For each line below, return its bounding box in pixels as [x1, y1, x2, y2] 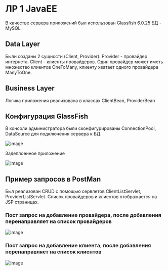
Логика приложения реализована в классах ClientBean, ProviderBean [5, 97, 155, 104]
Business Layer [5, 84, 55, 93]
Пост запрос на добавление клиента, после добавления [5, 242, 151, 249]
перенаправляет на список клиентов [5, 248, 102, 255]
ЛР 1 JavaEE [5, 3, 57, 15]
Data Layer [5, 40, 40, 49]
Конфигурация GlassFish [5, 112, 89, 120]
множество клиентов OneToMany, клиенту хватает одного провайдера [5, 64, 158, 70]
